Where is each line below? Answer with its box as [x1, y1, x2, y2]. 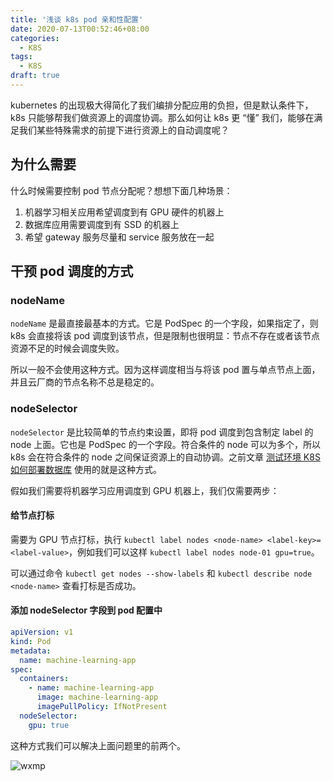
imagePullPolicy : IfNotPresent [36, 702, 168, 712]
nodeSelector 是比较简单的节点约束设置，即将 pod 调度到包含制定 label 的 [10, 426, 314, 438]
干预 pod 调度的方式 [10, 263, 134, 280]
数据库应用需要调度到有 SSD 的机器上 [24, 218, 180, 230]
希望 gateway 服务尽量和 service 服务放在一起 [24, 231, 215, 243]
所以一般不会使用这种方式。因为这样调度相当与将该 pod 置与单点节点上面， [10, 364, 321, 376]
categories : [10, 33, 60, 43]
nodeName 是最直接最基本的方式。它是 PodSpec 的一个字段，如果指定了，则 [10, 317, 319, 330]
